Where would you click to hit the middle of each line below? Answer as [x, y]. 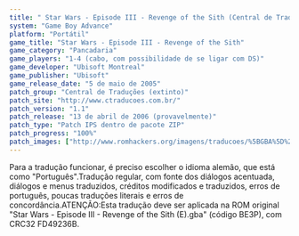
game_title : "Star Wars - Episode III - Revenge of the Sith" [127, 42]
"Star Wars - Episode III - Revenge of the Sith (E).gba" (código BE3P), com [146, 214]
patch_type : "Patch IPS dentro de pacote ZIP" [97, 126]
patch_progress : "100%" [53, 134]
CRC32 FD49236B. [44, 224]
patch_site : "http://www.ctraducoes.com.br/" [95, 100]
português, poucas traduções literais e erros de [97, 195]
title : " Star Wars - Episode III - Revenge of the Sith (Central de [141, 17]
